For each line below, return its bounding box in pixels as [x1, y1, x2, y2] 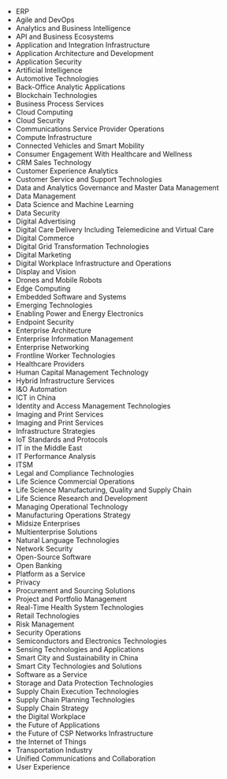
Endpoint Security [15, 318, 75, 326]
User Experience [15, 762, 71, 771]
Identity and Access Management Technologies [15, 401, 171, 410]
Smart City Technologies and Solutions [15, 661, 143, 671]
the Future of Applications [15, 721, 100, 729]
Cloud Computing [15, 107, 73, 117]
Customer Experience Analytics [15, 166, 118, 175]
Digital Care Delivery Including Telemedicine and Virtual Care [15, 225, 214, 234]
